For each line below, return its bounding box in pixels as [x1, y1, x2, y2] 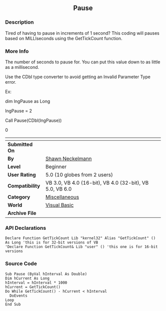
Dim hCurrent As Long [5, 276, 50, 281]
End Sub [5, 302, 21, 307]
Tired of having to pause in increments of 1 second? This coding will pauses [5, 30, 160, 36]
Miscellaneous [45, 193, 79, 200]
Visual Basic [45, 202, 74, 208]
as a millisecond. [5, 64, 40, 70]
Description [5, 19, 34, 26]
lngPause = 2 [5, 107, 32, 113]
